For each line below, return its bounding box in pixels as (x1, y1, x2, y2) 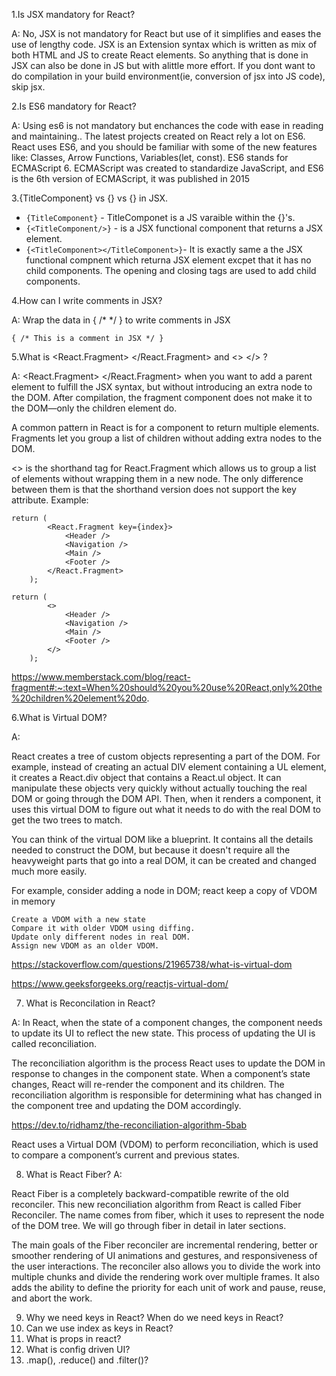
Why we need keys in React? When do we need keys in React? (25, 1312, 284, 1323)
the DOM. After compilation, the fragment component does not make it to (11, 392, 313, 403)
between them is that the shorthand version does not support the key (11, 484, 297, 495)
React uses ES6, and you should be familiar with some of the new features (11, 141, 318, 153)
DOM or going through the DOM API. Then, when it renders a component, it (11, 793, 322, 804)
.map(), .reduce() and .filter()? (25, 1354, 149, 1366)
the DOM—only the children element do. (11, 402, 178, 414)
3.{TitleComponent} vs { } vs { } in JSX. (11, 192, 169, 204)
